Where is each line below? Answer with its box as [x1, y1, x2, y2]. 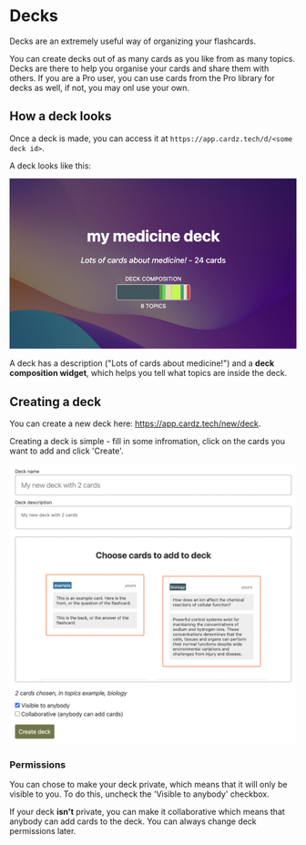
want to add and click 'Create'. [9, 445, 124, 456]
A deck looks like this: [9, 160, 92, 171]
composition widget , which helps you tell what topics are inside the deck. [9, 368, 288, 379]
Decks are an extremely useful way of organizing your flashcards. [9, 36, 257, 46]
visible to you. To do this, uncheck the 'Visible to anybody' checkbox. [9, 789, 270, 799]
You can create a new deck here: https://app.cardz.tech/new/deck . [9, 418, 261, 429]
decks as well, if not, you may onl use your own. [9, 82, 189, 93]
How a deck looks [9, 108, 112, 124]
